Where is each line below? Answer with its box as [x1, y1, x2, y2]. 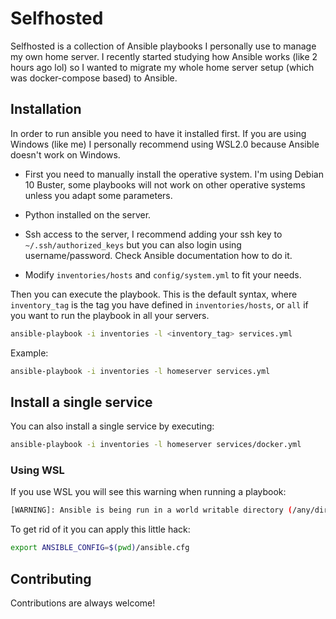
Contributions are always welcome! [10, 597, 156, 609]
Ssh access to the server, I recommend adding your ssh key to [24, 228, 283, 240]
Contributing [10, 570, 92, 587]
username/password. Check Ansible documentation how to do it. [24, 249, 293, 261]
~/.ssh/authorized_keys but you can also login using [24, 238, 242, 251]
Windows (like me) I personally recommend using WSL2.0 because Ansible [10, 138, 320, 150]
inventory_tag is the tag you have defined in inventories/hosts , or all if [10, 298, 309, 311]
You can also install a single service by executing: [10, 420, 215, 432]
